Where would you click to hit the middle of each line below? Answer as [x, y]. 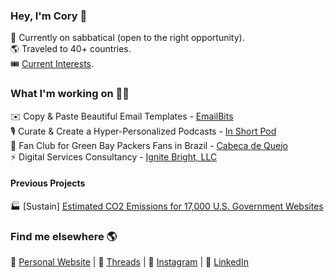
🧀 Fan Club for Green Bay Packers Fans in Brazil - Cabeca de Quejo [149, 145]
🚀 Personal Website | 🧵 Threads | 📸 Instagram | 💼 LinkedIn [129, 262]
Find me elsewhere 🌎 [64, 236]
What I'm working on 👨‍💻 [70, 94]
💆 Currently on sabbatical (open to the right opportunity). [127, 38]
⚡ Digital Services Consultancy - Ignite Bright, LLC [114, 156]
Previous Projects [48, 183]
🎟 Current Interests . [52, 64]
